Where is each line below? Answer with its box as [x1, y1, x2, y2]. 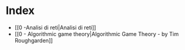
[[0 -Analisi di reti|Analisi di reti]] [14, 24, 96, 31]
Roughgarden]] [14, 37, 53, 44]
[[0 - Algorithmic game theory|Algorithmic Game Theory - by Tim [14, 30, 180, 37]
